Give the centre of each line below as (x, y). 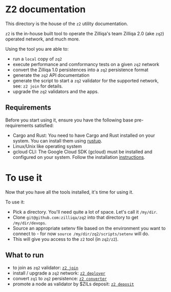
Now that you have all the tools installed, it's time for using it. (69, 192)
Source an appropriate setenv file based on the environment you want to (89, 228)
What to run (25, 255)
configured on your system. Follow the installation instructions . (79, 157)
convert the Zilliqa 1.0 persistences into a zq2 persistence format (80, 70)
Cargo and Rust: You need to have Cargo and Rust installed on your (84, 135)
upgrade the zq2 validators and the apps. (56, 91)
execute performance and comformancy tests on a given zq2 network (86, 64)
